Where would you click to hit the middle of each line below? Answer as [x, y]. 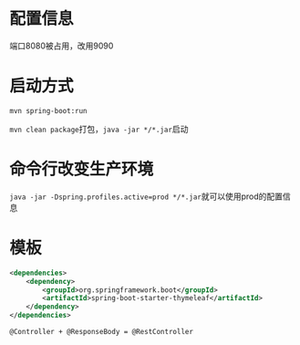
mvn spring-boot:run [49, 110]
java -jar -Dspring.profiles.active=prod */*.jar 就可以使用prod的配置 [146, 196]
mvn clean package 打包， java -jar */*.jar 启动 [99, 129]
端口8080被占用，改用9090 [62, 46]
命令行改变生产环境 [82, 169]
